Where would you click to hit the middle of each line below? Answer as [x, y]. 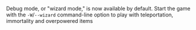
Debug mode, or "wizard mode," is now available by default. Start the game [98, 9]
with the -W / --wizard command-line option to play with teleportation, [90, 15]
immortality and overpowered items [50, 21]
